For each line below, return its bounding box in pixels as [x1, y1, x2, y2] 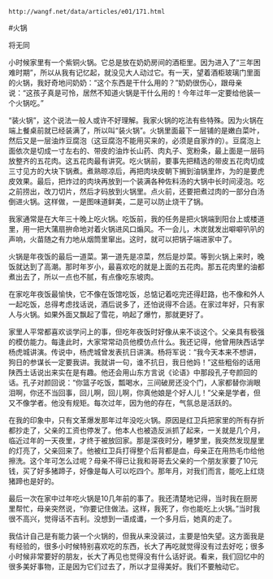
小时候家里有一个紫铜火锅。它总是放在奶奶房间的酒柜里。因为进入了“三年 [8, 58, 254, 67]
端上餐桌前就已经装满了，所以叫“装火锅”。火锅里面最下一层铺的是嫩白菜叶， [8, 126, 264, 135]
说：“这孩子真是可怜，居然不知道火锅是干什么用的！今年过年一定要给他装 [8, 88, 254, 98]
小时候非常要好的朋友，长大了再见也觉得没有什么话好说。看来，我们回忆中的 [8, 551, 265, 561]
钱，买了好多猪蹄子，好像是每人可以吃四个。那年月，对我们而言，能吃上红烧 [8, 466, 265, 476]
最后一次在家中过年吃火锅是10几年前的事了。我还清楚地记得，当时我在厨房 [8, 494, 258, 503]
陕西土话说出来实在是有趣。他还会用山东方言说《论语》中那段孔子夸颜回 [8, 368, 250, 377]
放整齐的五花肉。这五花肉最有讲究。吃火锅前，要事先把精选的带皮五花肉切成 [8, 156, 265, 166]
